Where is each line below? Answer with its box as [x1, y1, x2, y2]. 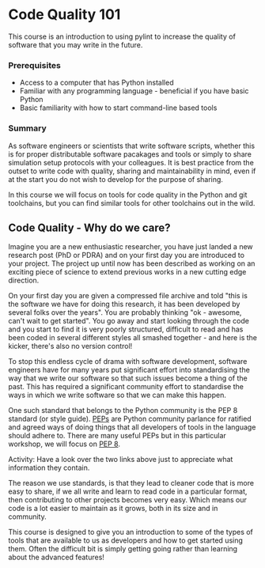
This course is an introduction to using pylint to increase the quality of [8, 32, 236, 41]
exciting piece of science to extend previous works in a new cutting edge [8, 267, 247, 277]
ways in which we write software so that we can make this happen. [8, 390, 227, 400]
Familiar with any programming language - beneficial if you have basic [19, 86, 249, 96]
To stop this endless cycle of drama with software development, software [8, 357, 248, 366]
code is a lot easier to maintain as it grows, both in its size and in [8, 504, 218, 513]
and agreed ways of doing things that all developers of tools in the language [8, 422, 256, 432]
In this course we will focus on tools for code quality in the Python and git [8, 190, 248, 199]
